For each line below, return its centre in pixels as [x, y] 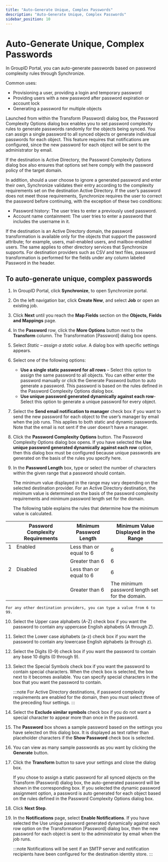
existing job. [25, 306]
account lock [26, 103]
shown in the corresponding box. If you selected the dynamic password [86, 788]
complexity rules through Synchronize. [45, 73]
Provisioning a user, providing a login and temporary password [77, 93]
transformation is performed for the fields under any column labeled [76, 258]
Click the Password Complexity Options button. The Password [78, 437]
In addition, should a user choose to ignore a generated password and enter [84, 180]
